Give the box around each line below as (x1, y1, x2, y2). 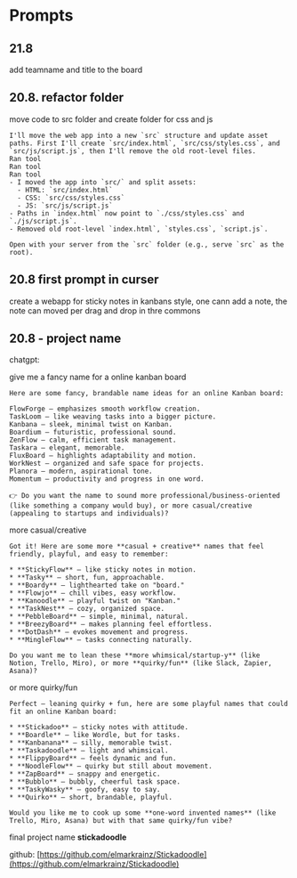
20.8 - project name (9, 331, 122, 346)
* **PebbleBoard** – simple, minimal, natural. (9, 612, 189, 622)
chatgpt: (9, 354, 40, 365)
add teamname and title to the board (9, 64, 143, 75)
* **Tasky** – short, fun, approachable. (9, 573, 165, 582)
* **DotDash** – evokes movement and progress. (9, 628, 189, 637)
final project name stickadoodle (9, 832, 127, 842)
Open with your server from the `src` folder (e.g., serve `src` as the (9, 240, 285, 249)
